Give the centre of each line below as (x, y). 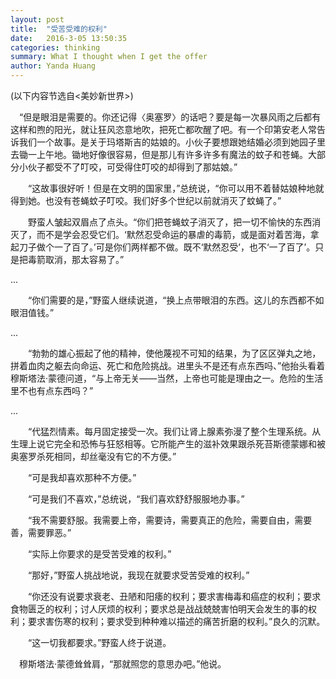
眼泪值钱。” (32, 312)
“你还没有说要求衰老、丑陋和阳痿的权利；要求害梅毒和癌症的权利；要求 (174, 596)
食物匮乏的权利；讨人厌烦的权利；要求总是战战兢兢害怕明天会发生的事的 (159, 609)
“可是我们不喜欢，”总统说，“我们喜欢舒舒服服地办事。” (136, 499)
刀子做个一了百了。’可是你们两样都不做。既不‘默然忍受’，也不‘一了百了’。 (167, 247)
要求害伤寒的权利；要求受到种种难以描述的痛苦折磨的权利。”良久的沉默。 (176, 621)
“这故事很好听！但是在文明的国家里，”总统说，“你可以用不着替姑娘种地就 (176, 188)
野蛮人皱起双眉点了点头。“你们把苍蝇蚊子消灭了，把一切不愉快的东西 (170, 222)
